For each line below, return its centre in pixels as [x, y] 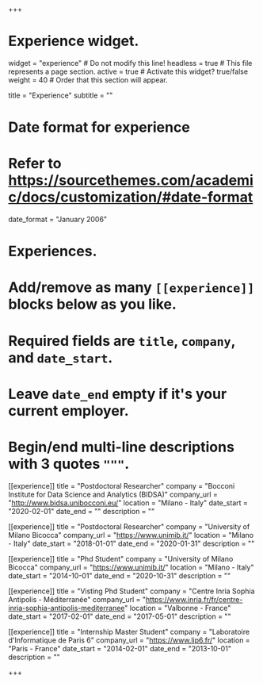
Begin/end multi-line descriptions [122, 447]
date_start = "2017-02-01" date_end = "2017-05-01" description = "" [120, 616]
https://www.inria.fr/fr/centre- [194, 599]
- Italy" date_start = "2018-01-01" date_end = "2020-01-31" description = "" [131, 543]
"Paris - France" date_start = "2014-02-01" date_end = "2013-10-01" [120, 648]
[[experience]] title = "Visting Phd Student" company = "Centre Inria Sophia [131, 591]
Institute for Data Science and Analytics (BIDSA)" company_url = [113, 494]
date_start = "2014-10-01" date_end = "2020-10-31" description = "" [120, 575]
